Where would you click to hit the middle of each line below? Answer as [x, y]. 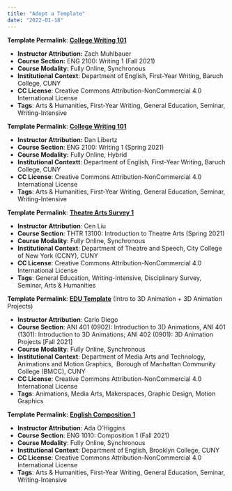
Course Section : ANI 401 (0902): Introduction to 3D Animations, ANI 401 [121, 327]
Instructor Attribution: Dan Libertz [67, 139]
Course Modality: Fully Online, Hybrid [72, 155]
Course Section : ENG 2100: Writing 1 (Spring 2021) [91, 147]
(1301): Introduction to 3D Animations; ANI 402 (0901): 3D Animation [115, 334]
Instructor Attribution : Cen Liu [62, 226]
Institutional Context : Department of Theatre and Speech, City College [119, 248]
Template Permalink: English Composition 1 [71, 414]
